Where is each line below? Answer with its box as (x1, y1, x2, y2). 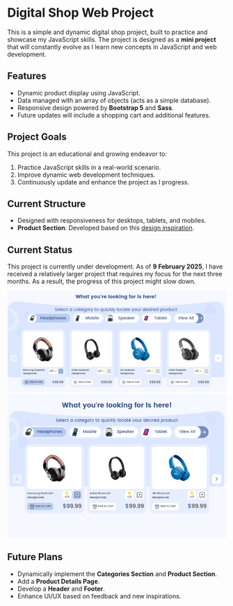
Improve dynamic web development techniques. (17, 170, 156, 179)
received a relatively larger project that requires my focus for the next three (7, 270, 223, 278)
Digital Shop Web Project (7, 5, 154, 21)
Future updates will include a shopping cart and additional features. (17, 111, 211, 119)
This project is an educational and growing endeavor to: (7, 150, 167, 158)
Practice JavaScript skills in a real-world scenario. (17, 163, 161, 171)
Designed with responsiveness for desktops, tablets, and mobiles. (17, 216, 207, 225)
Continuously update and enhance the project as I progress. (17, 177, 190, 186)
